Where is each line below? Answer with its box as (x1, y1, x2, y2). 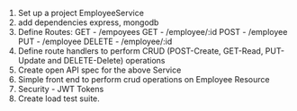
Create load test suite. (17, 93, 101, 104)
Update (17, 55, 46, 65)
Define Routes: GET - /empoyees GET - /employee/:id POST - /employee (17, 27, 288, 37)
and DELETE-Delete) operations (47, 55, 166, 65)
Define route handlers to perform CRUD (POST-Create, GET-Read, (17, 46, 264, 56)
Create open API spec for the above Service (17, 64, 182, 75)
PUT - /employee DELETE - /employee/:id (17, 36, 173, 47)
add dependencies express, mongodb (17, 17, 159, 28)
